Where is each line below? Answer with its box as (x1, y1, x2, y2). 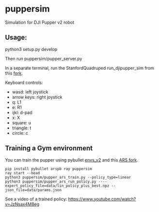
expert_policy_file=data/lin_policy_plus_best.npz (5, 183, 110, 188)
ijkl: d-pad (12, 109, 32, 115)
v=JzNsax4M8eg (5, 201, 40, 207)
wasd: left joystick (12, 89, 48, 95)
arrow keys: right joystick (12, 94, 63, 100)
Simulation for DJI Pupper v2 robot (5, 19, 74, 25)
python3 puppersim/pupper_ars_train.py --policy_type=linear (5, 175, 131, 180)
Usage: (5, 33, 28, 42)
